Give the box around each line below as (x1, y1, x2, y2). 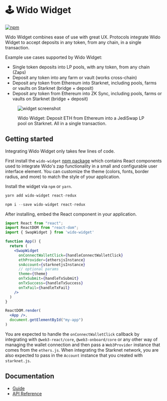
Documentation (5, 372, 55, 381)
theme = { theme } (18, 271, 48, 276)
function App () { (5, 239, 41, 244)
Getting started (5, 135, 54, 143)
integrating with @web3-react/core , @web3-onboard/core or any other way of (5, 336, 158, 342)
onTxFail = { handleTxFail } (18, 285, 70, 290)
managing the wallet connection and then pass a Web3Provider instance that (5, 342, 161, 348)
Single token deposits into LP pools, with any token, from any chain (12, 64, 150, 70)
